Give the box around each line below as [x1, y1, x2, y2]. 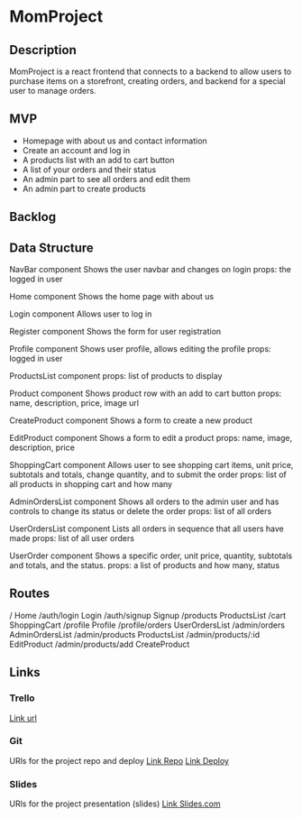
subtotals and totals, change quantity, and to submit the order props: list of [9, 469, 287, 480]
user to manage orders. [9, 86, 96, 96]
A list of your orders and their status [22, 164, 157, 175]
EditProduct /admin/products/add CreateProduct [9, 639, 190, 649]
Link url [9, 712, 38, 723]
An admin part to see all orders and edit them [22, 173, 191, 184]
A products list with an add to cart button [22, 154, 175, 165]
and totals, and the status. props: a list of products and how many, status [9, 560, 280, 571]
